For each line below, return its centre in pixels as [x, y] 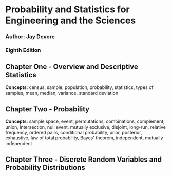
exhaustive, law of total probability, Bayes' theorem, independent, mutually [84, 138]
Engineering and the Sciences [71, 20]
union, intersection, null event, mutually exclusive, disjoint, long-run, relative [85, 127]
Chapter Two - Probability [47, 109]
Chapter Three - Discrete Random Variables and [84, 160]
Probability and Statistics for [68, 10]
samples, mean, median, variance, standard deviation [62, 93]
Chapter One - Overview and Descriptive [72, 67]
